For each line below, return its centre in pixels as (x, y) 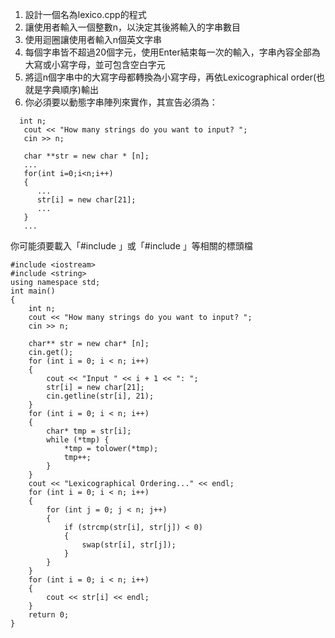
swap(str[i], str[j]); (129, 545)
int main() (33, 291)
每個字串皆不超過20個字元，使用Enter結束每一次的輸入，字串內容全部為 (172, 52)
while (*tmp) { (78, 440)
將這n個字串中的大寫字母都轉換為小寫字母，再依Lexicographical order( (170, 77)
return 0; (49, 615)
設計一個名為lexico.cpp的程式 (85, 14)
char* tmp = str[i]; (89, 431)
